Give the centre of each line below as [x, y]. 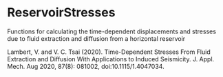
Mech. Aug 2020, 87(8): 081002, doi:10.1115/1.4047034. [86, 66]
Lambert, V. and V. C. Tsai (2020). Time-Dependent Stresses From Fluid [109, 52]
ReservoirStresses [61, 13]
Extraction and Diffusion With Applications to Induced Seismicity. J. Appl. [111, 59]
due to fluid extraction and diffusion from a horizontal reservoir [96, 38]
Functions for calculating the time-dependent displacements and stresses [112, 31]
